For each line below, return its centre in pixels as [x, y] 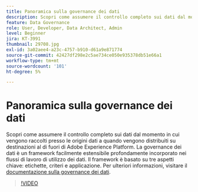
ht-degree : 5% [24, 72]
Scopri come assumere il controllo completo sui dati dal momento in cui [93, 134]
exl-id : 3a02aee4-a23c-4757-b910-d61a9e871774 [64, 50]
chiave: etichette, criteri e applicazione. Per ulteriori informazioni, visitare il [97, 166]
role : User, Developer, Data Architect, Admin [64, 28]
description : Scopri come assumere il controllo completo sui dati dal [96, 17]
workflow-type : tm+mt [33, 60]
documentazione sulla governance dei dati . [58, 172]
